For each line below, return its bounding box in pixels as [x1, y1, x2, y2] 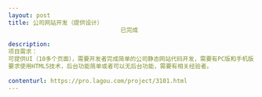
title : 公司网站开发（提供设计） [8, 19, 104, 27]
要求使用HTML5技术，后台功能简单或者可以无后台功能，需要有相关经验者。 [8, 63, 213, 70]
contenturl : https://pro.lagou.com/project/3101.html [8, 77, 188, 84]
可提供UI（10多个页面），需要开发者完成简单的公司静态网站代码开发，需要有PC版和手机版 [8, 56, 254, 63]
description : [8, 41, 51, 48]
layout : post [8, 11, 51, 20]
